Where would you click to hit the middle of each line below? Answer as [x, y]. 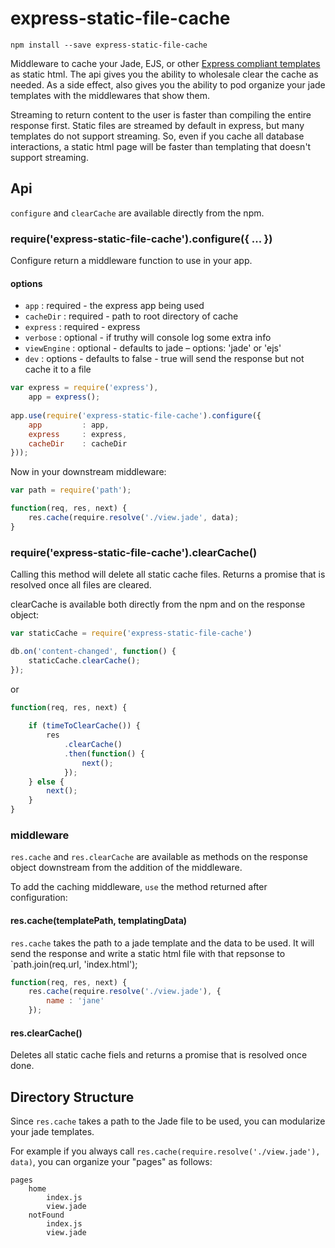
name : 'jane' [75, 1001]
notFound [46, 1215]
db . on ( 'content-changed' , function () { [93, 651]
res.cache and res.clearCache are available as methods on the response [159, 857]
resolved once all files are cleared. [81, 585]
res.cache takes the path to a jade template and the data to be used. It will [162, 943]
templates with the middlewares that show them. [110, 95]
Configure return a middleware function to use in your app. [131, 261]
